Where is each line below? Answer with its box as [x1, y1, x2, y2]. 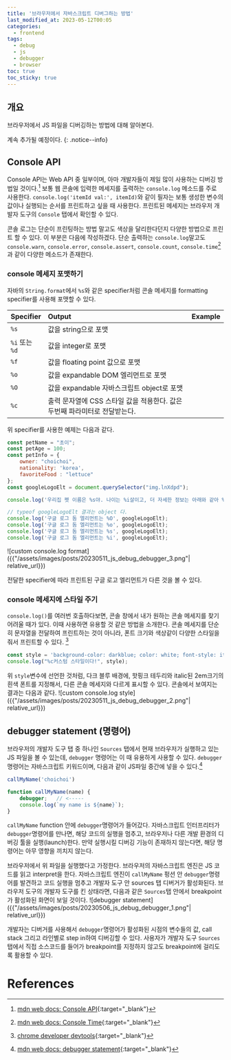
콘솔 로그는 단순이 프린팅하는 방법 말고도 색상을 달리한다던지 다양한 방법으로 [7, 225, 211, 233]
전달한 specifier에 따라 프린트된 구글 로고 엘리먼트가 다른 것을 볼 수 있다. [7, 575, 202, 584]
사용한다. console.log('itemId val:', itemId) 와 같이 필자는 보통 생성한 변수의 [7, 192, 223, 201]
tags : [7, 36, 23, 43]
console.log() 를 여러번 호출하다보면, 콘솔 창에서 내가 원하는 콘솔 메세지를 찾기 [7, 611, 220, 620]
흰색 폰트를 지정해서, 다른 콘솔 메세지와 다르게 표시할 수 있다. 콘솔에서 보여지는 [7, 680, 218, 688]
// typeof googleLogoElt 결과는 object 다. [7, 509, 128, 516]
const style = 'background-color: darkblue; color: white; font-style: [7, 651, 217, 658]
